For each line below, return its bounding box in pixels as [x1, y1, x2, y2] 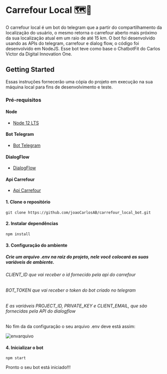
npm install [5, 231, 30, 237]
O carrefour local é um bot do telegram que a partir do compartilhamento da [5, 24, 163, 30]
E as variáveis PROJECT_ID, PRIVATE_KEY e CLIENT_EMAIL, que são [5, 303, 148, 309]
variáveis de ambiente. [5, 259, 55, 265]
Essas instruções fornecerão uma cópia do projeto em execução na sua [5, 78, 153, 84]
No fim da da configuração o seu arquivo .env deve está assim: [5, 324, 136, 330]
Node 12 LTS [12, 120, 39, 126]
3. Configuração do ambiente [5, 242, 68, 248]
